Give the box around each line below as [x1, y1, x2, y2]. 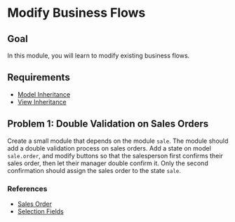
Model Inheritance [17, 90, 71, 99]
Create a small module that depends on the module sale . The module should [7, 137, 229, 145]
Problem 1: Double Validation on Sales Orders [7, 118, 209, 130]
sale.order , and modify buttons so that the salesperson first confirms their [7, 151, 223, 160]
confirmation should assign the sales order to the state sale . [7, 166, 181, 174]
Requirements [7, 71, 70, 83]
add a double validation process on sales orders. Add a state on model [7, 144, 212, 152]
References [7, 183, 48, 193]
